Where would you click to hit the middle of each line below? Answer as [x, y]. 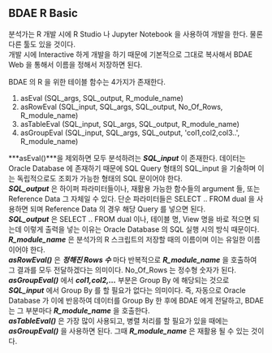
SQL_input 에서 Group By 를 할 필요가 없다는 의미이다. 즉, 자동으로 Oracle [127, 290]
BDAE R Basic [43, 13]
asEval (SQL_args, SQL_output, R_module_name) [102, 98]
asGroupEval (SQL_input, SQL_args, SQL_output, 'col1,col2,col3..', [130, 133]
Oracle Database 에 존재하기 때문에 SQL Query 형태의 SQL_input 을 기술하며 [132, 168]
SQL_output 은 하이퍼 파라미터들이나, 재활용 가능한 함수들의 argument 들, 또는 [134, 188]
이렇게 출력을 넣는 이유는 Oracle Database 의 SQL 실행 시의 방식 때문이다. [141, 229]
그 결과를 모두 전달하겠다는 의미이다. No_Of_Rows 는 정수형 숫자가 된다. [123, 270]
